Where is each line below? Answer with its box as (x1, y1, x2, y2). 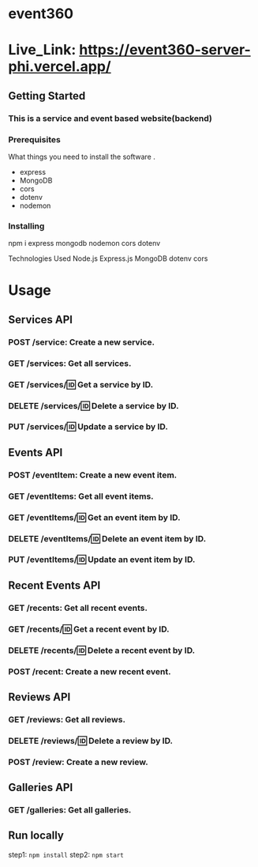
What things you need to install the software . (8, 152, 155, 161)
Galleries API (8, 781, 73, 794)
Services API (8, 313, 73, 326)
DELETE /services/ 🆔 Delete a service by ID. (8, 400, 179, 411)
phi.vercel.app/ (8, 58, 112, 76)
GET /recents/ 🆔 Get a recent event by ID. (8, 624, 170, 635)
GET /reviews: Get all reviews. (8, 714, 126, 725)
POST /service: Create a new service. (8, 337, 155, 348)
